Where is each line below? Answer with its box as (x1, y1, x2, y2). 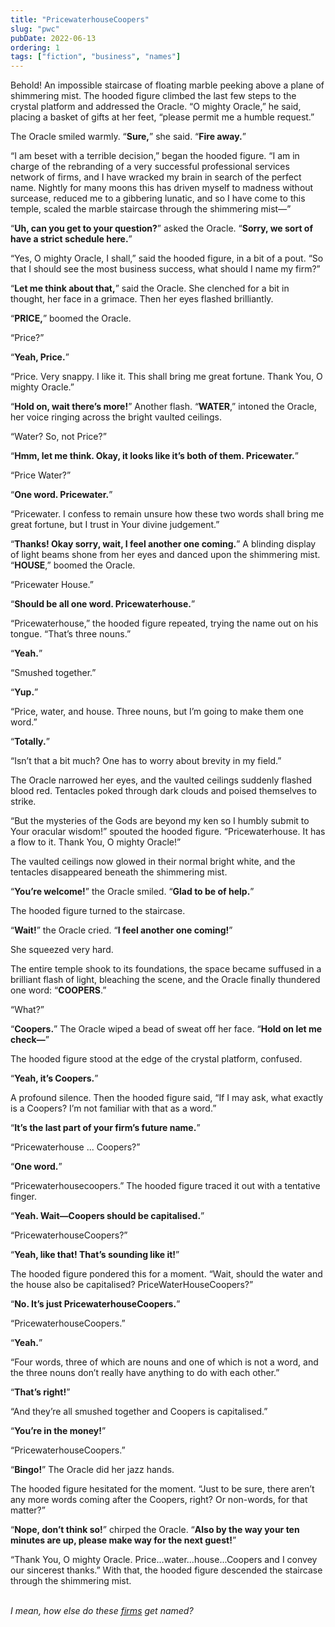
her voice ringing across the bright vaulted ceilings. (10, 411, 222, 423)
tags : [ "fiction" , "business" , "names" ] (10, 52, 182, 62)
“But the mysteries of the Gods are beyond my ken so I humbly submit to (10, 815, 310, 827)
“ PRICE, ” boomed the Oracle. (10, 312, 132, 325)
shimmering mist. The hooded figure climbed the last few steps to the (10, 90, 297, 102)
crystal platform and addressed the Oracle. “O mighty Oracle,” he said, (10, 101, 302, 113)
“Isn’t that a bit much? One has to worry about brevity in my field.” (10, 755, 282, 767)
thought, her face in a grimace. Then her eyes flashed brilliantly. (10, 293, 274, 305)
